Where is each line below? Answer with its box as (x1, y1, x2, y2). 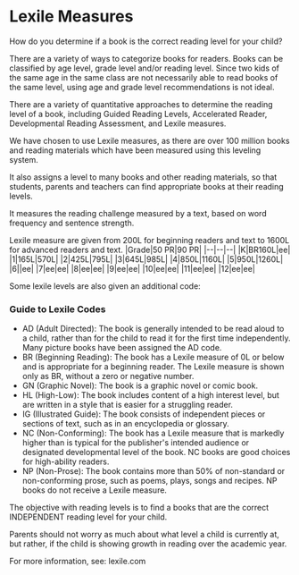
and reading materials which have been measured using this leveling (9, 145, 262, 156)
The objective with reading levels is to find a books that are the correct (9, 503, 270, 513)
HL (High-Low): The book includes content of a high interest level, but (21, 390, 279, 401)
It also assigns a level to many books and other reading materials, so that (9, 172, 278, 182)
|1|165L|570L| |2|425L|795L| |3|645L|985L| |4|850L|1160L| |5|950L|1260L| (9, 253, 284, 265)
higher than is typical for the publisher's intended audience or (21, 437, 250, 448)
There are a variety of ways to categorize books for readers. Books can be (9, 53, 284, 63)
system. (9, 154, 38, 165)
